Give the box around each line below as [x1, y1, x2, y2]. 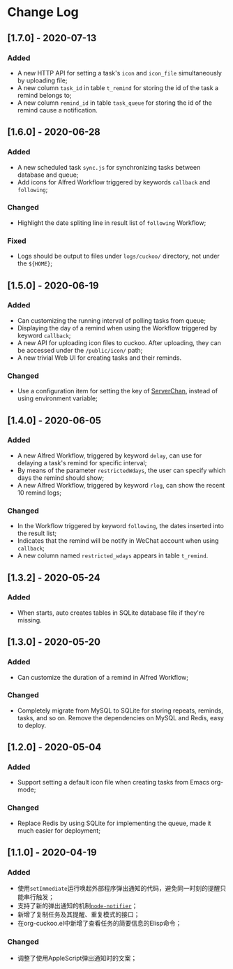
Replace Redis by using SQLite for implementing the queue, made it [17, 819, 211, 827]
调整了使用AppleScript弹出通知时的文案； [17, 954, 137, 962]
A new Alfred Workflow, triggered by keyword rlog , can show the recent [17, 481, 225, 489]
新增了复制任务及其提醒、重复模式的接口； [17, 910, 140, 919]
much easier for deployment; [17, 826, 101, 835]
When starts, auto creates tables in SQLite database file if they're [17, 609, 205, 617]
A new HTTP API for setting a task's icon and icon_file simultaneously [17, 68, 222, 77]
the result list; [17, 529, 57, 538]
